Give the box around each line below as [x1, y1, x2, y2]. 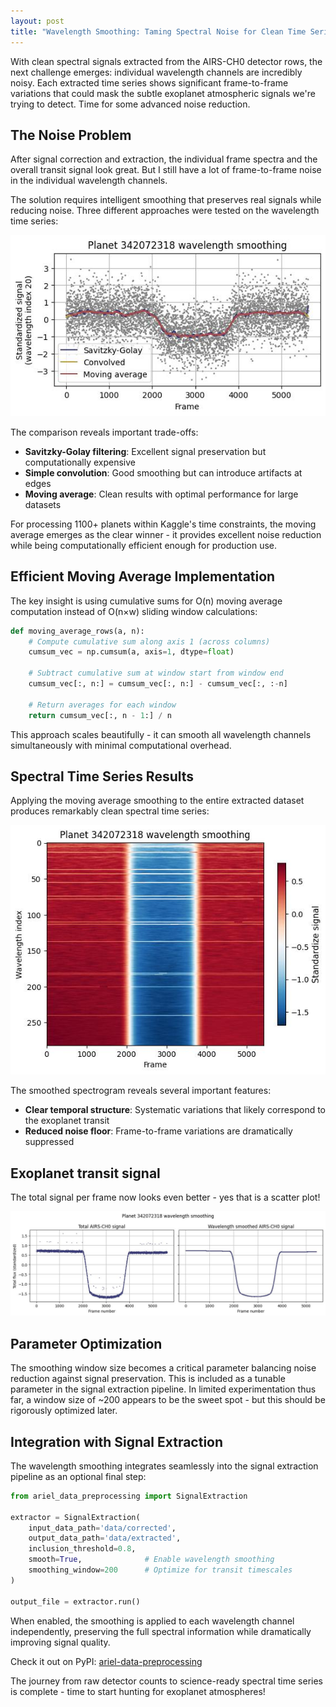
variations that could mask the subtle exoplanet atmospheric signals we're [10, 87, 316, 99]
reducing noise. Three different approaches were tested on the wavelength [10, 205, 320, 217]
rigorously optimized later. [10, 1405, 118, 1417]
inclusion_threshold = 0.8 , [28, 1544, 137, 1554]
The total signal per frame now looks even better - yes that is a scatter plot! [10, 1191, 321, 1203]
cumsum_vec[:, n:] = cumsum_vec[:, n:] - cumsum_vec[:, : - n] [28, 679, 288, 689]
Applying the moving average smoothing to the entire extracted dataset [10, 795, 305, 807]
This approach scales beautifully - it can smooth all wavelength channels [10, 728, 312, 740]
